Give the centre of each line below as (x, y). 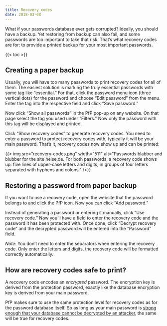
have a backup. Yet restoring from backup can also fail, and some (73, 34)
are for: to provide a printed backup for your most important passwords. (79, 45)
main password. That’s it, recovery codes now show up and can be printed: (82, 144)
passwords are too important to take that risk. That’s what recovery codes (81, 39)
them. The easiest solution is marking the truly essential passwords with (79, 88)
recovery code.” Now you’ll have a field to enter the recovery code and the (82, 218)
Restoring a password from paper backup (71, 186)
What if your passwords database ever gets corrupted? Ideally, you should (82, 29)
